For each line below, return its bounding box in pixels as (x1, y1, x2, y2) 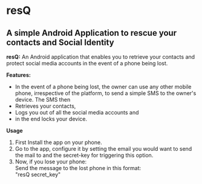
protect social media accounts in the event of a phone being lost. (6, 60, 168, 67)
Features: (6, 71, 31, 79)
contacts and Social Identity (6, 37, 114, 47)
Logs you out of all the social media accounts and (15, 109, 139, 116)
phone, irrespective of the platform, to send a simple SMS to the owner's (15, 90, 197, 97)
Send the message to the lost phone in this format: (15, 165, 142, 171)
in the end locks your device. (15, 116, 88, 122)
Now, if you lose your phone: (15, 158, 87, 165)
